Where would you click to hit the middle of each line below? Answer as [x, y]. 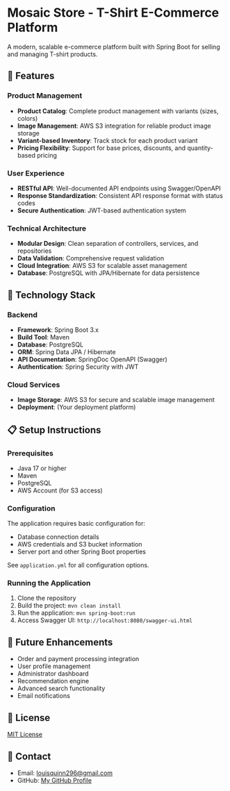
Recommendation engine [53, 681]
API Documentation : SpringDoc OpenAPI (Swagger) [92, 359]
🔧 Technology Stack [51, 295]
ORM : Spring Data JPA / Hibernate [66, 351]
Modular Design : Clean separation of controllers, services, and [108, 244]
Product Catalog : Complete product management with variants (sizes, [118, 111]
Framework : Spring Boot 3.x [58, 330]
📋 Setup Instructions [54, 430]
